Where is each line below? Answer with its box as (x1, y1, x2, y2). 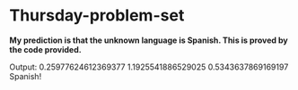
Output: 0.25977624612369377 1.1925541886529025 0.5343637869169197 (9, 61, 289, 72)
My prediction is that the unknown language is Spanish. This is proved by (9, 35, 289, 45)
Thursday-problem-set (9, 5, 185, 26)
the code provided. (9, 44, 83, 54)
